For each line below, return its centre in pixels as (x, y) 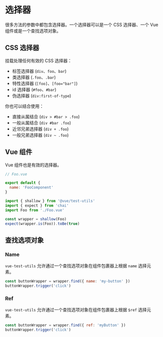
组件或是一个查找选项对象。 (33, 31)
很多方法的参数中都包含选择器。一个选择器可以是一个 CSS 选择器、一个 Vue (82, 25)
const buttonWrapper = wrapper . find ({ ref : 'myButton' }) (65, 325)
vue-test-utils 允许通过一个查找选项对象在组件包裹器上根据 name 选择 (76, 266)
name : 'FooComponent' (32, 187)
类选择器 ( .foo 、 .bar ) (34, 77)
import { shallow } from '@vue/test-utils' (50, 201)
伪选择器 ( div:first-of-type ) (42, 95)
